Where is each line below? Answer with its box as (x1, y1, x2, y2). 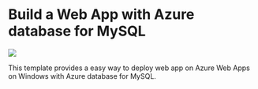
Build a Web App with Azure (8, 6, 195, 24)
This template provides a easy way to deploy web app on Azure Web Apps (8, 63, 250, 72)
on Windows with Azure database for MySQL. (8, 71, 156, 80)
